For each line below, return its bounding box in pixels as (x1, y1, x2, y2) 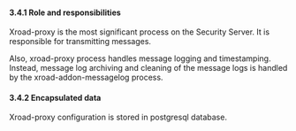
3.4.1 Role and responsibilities (9, 7, 121, 18)
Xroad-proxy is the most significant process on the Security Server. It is (9, 27, 270, 37)
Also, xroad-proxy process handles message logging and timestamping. (9, 53, 271, 64)
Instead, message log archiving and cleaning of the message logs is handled (9, 63, 288, 73)
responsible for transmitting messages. (9, 36, 152, 47)
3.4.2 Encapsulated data (9, 92, 102, 103)
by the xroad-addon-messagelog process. (9, 72, 163, 83)
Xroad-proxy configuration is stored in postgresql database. (9, 112, 228, 123)
